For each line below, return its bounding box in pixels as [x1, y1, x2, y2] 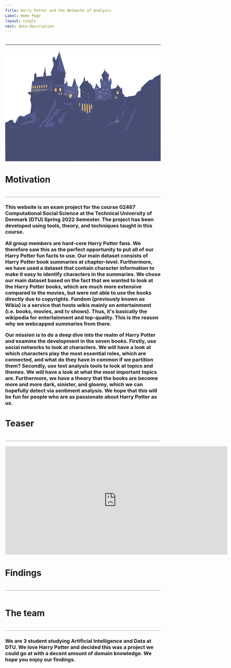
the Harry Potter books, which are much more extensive [5, 283, 142, 290]
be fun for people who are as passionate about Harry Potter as [5, 394, 157, 401]
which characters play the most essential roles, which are [5, 350, 147, 357]
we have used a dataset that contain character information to [5, 264, 154, 271]
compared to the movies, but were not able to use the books [5, 289, 152, 296]
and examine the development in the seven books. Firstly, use [5, 338, 156, 345]
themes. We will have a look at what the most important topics [5, 369, 157, 376]
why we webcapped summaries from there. [5, 320, 112, 327]
